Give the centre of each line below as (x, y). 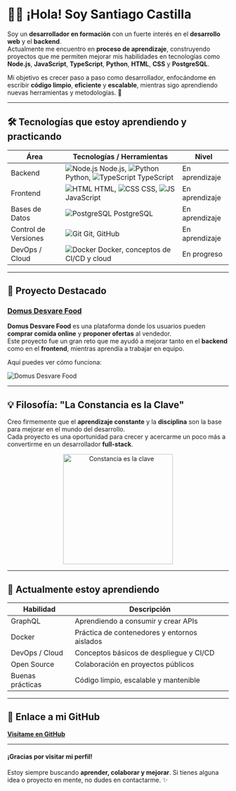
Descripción (150, 609)
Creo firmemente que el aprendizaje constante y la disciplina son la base (115, 422)
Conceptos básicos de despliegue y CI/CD (145, 653)
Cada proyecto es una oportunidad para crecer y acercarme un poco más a (117, 437)
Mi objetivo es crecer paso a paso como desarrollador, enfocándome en (112, 78)
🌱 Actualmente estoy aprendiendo (84, 589)
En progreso (202, 254)
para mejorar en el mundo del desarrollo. (66, 429)
